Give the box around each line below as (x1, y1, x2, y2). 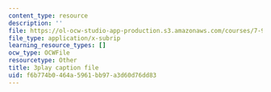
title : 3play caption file (8, 64, 99, 72)
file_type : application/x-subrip (8, 34, 121, 42)
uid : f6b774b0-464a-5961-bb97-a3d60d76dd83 (8, 71, 157, 79)
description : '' (8, 19, 63, 27)
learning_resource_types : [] (8, 42, 106, 50)
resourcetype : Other (8, 57, 78, 65)
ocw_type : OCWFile (8, 49, 70, 57)
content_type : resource (8, 11, 89, 20)
